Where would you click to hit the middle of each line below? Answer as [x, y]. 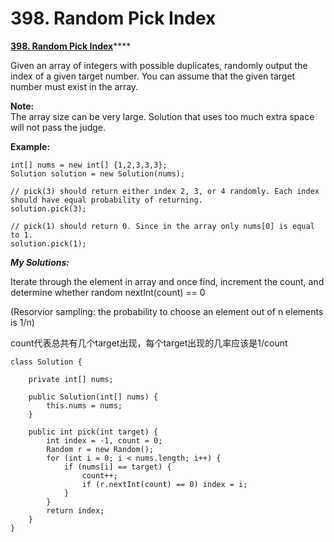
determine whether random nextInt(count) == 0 [108, 292]
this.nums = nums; [84, 405]
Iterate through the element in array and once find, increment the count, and [167, 281]
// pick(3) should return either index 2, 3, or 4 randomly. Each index [165, 191]
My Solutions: [40, 262]
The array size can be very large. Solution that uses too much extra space [162, 116]
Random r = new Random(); [100, 449]
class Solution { [46, 362]
